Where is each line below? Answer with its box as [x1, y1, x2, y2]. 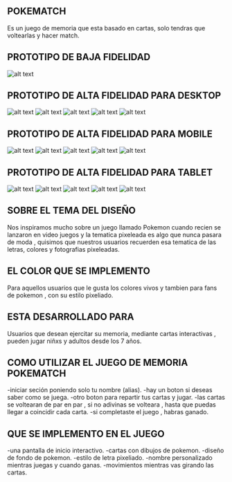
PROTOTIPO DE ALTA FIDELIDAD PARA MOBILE [7, 128, 213, 140]
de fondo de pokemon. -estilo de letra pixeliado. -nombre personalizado [7, 454, 213, 462]
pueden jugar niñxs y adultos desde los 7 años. [7, 337, 142, 345]
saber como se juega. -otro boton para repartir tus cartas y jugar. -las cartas [7, 393, 225, 402]
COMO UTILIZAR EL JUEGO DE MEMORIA [7, 356, 188, 369]
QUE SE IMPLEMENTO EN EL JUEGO [7, 428, 165, 440]
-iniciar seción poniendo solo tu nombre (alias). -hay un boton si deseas [7, 386, 213, 394]
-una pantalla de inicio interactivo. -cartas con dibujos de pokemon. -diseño [7, 446, 224, 455]
